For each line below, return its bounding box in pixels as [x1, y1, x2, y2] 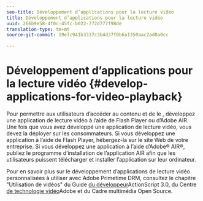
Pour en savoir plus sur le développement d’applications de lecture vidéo [6, 168, 190, 175]
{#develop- [88, 77, 148, 91]
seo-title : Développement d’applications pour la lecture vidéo [6, 9, 174, 15]
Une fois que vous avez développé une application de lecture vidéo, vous [6, 124, 192, 131]
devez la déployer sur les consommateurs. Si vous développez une [6, 130, 176, 137]
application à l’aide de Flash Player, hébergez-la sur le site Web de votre [6, 136, 189, 144]
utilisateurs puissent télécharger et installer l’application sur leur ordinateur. [6, 156, 196, 164]
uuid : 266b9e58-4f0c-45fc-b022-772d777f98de [6, 20, 122, 26]
